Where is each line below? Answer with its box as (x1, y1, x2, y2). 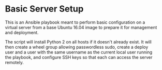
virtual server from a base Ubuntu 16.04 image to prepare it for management (5, 24, 157, 30)
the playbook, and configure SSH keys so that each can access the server (5, 54, 153, 60)
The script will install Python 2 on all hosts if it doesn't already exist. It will (5, 39, 152, 44)
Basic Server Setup (5, 3, 84, 14)
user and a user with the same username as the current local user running (5, 49, 152, 55)
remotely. (5, 59, 24, 65)
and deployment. (5, 29, 39, 35)
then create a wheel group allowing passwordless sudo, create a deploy (5, 44, 148, 50)
